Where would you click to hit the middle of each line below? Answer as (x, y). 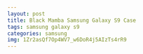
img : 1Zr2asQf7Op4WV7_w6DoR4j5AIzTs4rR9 (67, 40)
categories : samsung (38, 33)
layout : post (26, 14)
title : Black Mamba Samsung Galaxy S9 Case (72, 20)
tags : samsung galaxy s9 (43, 27)
